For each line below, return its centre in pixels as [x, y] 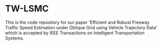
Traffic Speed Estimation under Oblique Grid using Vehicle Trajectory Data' [81, 27]
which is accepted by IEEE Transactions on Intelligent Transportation [75, 33]
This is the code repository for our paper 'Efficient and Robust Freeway [77, 22]
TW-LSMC [27, 9]
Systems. [15, 38]
